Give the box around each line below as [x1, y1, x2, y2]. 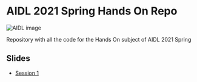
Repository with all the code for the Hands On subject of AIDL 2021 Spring [6, 36, 192, 43]
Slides [6, 53, 30, 64]
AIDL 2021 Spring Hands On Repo [6, 4, 178, 18]
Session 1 [15, 69, 39, 77]
